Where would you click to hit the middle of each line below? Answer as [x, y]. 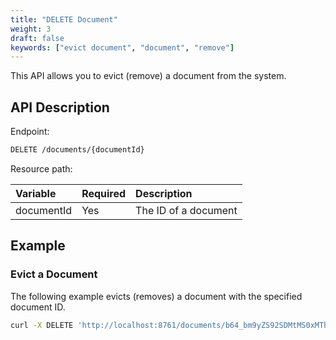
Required [104, 193]
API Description [60, 107]
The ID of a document [186, 210]
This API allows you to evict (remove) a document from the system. [148, 76]
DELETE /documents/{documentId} [77, 150]
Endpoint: [30, 132]
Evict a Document [54, 274]
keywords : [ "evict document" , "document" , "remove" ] [122, 47]
